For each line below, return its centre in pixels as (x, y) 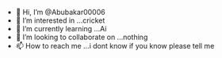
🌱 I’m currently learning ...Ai (61, 29)
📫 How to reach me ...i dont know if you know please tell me (115, 46)
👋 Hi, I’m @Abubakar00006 (60, 12)
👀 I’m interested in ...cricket (60, 20)
